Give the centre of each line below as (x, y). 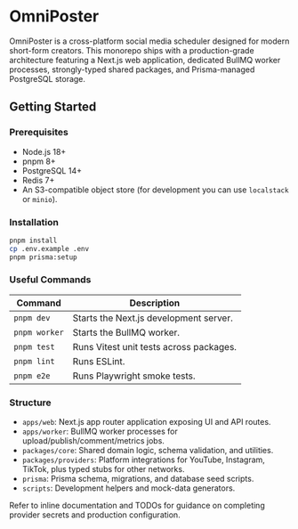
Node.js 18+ (44, 151)
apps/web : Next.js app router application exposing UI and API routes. (146, 422)
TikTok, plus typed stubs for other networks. (103, 469)
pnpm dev (32, 317)
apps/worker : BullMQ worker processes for (100, 431)
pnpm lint (34, 361)
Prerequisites (39, 133)
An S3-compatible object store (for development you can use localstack (155, 190)
